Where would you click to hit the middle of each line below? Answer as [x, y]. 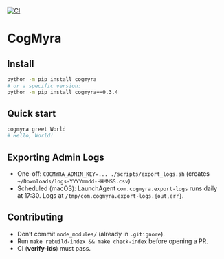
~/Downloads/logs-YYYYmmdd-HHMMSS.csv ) [74, 181]
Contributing [35, 217]
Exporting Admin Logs [56, 157]
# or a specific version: [44, 86]
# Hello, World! [30, 136]
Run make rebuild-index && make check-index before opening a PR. [112, 241]
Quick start [32, 114]
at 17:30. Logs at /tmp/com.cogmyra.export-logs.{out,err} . [100, 195]
